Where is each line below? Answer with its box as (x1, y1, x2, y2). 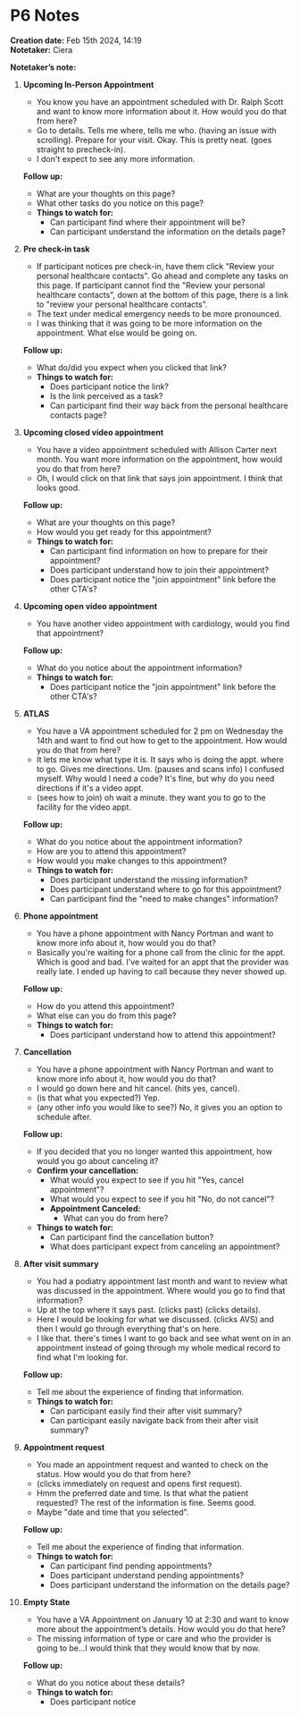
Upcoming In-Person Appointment (22, 79, 154, 89)
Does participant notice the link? (49, 381, 169, 392)
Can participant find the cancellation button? (49, 1231, 214, 1242)
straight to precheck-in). (36, 144, 126, 155)
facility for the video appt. (36, 802, 132, 812)
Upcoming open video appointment (22, 600, 158, 611)
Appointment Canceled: (49, 1202, 141, 1213)
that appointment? (36, 627, 104, 638)
